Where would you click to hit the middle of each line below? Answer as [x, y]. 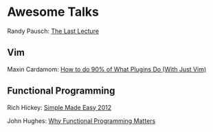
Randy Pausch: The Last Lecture [53, 31]
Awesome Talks [53, 12]
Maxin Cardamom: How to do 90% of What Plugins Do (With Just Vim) [107, 69]
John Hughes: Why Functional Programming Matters [81, 120]
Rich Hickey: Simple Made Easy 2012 [59, 107]
